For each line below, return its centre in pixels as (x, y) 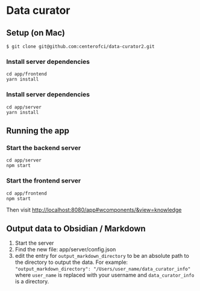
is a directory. (32, 281)
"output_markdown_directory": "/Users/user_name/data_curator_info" (103, 269)
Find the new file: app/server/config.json (65, 249)
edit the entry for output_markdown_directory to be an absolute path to (102, 256)
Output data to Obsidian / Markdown (76, 229)
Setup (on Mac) (36, 33)
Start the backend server (44, 148)
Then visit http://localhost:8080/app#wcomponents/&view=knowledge (94, 210)
